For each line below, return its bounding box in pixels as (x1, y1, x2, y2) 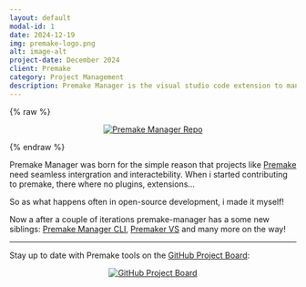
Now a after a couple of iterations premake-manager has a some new (9, 213, 270, 224)
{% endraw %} (9, 141, 66, 152)
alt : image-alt (9, 47, 67, 56)
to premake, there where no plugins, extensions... (9, 179, 196, 190)
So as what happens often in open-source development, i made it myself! (9, 196, 285, 207)
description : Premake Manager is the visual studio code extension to (9, 81, 283, 90)
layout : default (9, 13, 71, 23)
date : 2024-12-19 (9, 30, 76, 39)
